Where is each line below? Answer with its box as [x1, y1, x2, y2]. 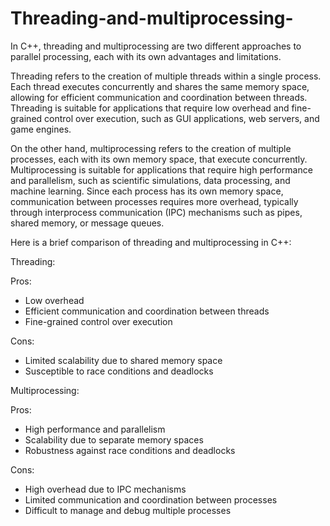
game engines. [10, 123, 72, 135]
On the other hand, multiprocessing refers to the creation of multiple [10, 142, 292, 154]
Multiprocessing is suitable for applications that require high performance [10, 163, 313, 176]
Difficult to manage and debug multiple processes [24, 504, 232, 516]
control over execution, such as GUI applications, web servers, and [44, 112, 320, 124]
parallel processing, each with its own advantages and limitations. [10, 50, 282, 62]
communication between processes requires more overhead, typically [10, 195, 299, 207]
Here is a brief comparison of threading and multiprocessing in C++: [10, 236, 292, 248]
